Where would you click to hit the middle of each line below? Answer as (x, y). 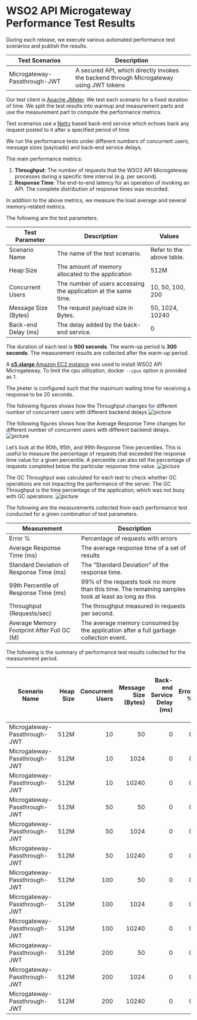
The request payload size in (95, 308)
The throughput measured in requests (133, 606)
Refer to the (167, 249)
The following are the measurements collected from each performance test (97, 508)
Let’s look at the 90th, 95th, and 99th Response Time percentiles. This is (94, 447)
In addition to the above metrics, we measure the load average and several (96, 200)
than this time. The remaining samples (133, 589)
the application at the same (94, 291)
